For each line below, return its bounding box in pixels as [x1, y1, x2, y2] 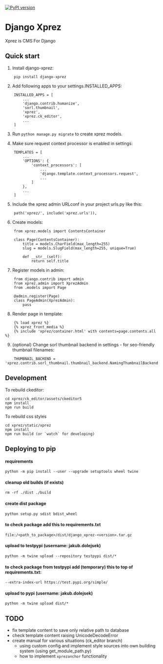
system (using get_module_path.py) [19, 648, 92, 654]
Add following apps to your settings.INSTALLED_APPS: [12, 83, 122, 89]
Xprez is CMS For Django [5, 38, 56, 43]
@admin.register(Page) [14, 294, 60, 299]
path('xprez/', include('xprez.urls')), [14, 211, 97, 215]
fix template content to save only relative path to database [12, 627, 129, 633]
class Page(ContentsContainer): [14, 237, 80, 242]
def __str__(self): [22, 254, 62, 259]
